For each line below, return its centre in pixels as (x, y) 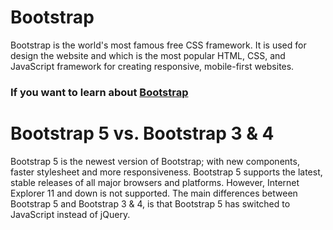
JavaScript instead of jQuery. (70, 214)
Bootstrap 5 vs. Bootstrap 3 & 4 (142, 133)
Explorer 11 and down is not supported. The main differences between (154, 193)
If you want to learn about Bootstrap (99, 92)
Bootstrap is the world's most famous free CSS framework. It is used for (158, 45)
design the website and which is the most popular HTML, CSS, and (148, 55)
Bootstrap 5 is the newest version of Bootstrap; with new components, (155, 161)
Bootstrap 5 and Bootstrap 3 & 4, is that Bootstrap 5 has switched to (150, 203)
